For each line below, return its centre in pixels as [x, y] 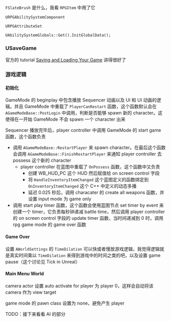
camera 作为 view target [31, 292]
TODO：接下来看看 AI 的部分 [35, 314]
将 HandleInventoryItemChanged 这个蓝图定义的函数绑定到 [88, 180]
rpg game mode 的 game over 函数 [49, 224]
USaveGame [21, 48]
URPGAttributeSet [24, 26]
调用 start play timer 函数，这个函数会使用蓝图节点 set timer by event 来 [88, 205]
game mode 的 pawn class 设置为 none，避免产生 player [65, 303]
